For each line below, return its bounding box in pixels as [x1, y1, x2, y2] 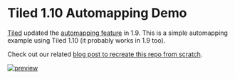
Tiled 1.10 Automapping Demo [7, 5, 187, 21]
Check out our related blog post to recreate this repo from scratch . [7, 50, 203, 58]
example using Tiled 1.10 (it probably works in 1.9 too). [7, 36, 166, 44]
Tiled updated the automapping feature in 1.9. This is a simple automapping [7, 28, 228, 37]
